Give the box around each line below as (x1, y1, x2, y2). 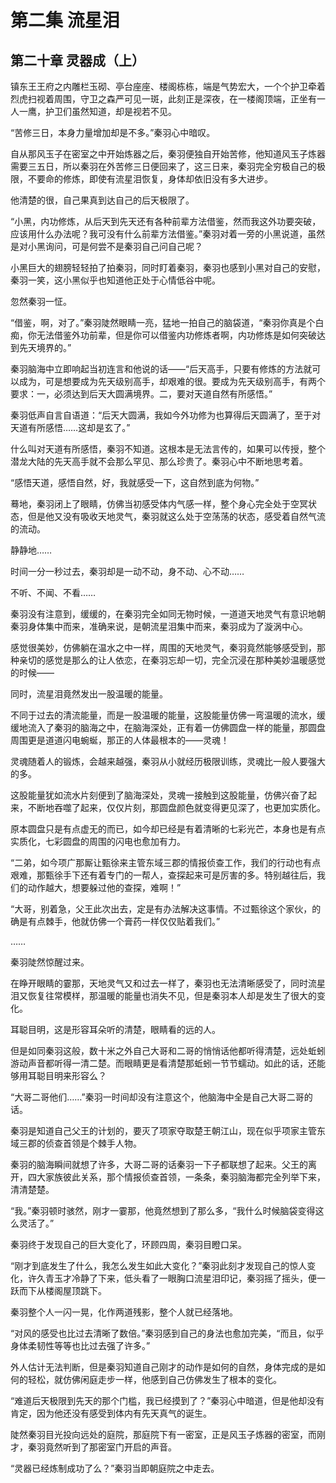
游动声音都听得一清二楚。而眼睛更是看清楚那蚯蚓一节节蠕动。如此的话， (10, 1057, 308, 1069)
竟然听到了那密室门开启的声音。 (44, 1441, 177, 1453)
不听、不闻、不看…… (10, 587, 97, 598)
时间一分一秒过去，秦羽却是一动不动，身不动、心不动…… (10, 566, 245, 577)
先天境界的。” (18, 342, 72, 353)
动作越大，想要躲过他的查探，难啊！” (27, 882, 182, 893)
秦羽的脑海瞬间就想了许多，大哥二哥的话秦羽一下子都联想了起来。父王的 (10, 1159, 308, 1170)
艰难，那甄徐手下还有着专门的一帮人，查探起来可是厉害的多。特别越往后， (10, 869, 317, 881)
